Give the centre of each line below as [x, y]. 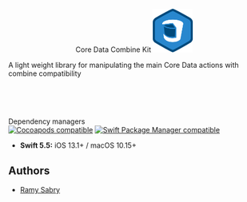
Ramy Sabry [40, 190]
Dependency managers [47, 121]
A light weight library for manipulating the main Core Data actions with [124, 65]
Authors [29, 170]
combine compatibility [45, 73]
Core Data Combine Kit [114, 50]
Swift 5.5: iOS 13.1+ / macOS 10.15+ [78, 145]
